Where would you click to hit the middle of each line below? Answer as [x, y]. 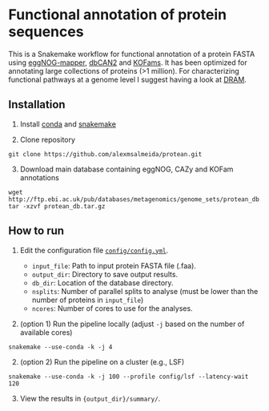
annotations [40, 177]
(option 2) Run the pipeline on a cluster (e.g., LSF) [102, 361]
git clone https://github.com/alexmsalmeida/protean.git [105, 154]
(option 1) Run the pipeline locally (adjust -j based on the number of [132, 324]
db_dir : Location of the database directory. [102, 283]
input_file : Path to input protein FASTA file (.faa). [114, 265]
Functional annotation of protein [117, 15]
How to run [36, 231]
